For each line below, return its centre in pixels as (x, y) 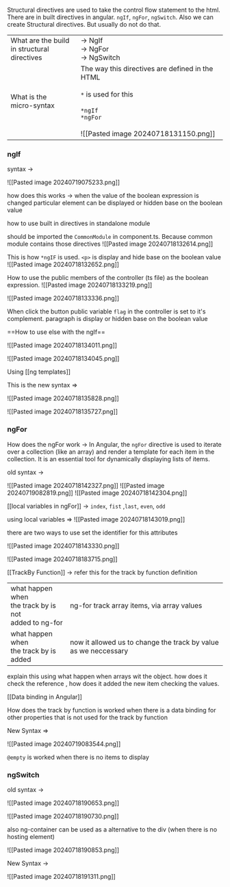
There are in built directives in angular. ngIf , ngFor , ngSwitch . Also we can (111, 17)
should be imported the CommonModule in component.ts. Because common (110, 237)
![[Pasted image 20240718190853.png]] (63, 850)
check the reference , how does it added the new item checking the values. (113, 683)
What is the (29, 97)
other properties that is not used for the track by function (87, 717)
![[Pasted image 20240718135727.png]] (63, 412)
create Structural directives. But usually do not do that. (84, 24)
